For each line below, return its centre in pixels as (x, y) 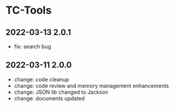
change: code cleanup (42, 79)
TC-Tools (28, 10)
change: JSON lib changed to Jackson (61, 92)
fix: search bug (33, 46)
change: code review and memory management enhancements (92, 85)
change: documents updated (50, 98)
